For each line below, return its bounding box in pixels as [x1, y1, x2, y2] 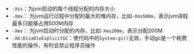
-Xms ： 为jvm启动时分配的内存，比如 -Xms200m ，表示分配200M [11, 27, 163, 34]
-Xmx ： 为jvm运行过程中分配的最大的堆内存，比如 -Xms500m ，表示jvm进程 [11, 12, 189, 19]
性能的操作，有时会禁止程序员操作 [11, 42, 96, 49]
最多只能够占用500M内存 [11, 20, 74, 26]
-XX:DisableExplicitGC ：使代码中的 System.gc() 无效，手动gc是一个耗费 [11, 35, 187, 41]
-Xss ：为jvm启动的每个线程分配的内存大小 [11, 5, 115, 12]
